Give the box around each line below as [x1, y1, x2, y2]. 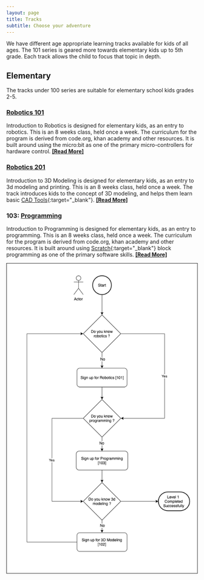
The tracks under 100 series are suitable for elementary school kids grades [6, 87, 194, 94]
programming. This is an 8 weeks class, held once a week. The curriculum [6, 231, 192, 239]
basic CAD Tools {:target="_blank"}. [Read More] [6, 196, 128, 203]
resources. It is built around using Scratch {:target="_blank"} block [6, 245, 172, 252]
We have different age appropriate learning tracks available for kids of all [6, 40, 188, 47]
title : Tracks [6, 16, 42, 22]
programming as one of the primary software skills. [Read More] [6, 251, 168, 258]
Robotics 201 [6, 163, 46, 171]
